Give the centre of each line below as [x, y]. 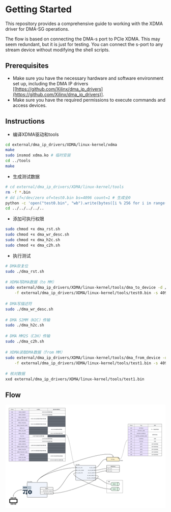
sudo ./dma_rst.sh [25, 271]
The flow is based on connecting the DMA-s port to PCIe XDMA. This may [83, 39]
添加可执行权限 [28, 219]
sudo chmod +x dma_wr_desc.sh [37, 235]
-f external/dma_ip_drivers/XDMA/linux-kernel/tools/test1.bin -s [86, 363]
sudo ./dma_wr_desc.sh [29, 309]
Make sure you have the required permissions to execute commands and [89, 100]
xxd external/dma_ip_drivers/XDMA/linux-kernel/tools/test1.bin [75, 379]
